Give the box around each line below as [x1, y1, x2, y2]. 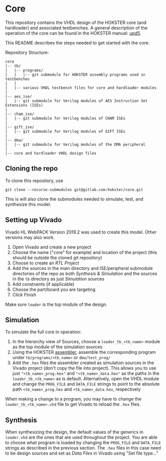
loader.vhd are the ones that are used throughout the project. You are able [5, 435, 158, 441]
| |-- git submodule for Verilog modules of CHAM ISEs [5, 116, 126, 121]
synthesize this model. [5, 201, 51, 207]
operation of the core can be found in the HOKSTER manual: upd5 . [5, 30, 142, 36]
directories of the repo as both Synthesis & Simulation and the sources [12, 270, 158, 276]
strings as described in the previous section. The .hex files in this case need [5, 445, 162, 451]
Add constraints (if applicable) [12, 281, 75, 287]
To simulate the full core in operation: [5, 329, 82, 335]
